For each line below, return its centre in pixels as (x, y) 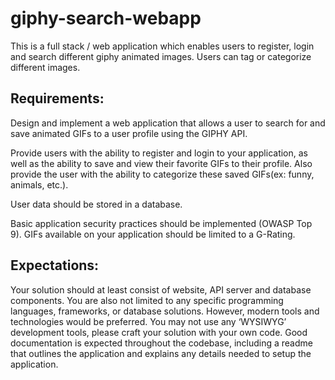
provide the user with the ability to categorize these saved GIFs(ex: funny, (162, 174)
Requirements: (57, 98)
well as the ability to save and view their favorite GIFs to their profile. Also (161, 163)
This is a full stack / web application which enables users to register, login (162, 46)
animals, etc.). (39, 184)
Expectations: (55, 265)
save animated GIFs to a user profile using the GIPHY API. (129, 133)
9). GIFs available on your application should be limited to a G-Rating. (153, 234)
